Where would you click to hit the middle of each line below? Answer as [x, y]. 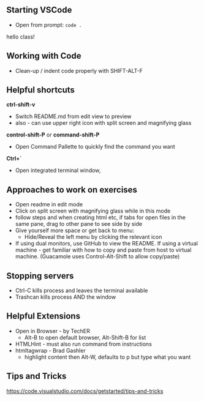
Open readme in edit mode [49, 204]
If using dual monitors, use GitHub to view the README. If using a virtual [106, 244]
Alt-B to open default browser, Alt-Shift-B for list [85, 337]
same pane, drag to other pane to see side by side [79, 224]
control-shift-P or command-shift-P [53, 135]
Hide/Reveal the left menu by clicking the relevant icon [93, 237]
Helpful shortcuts [41, 90]
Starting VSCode [39, 10]
